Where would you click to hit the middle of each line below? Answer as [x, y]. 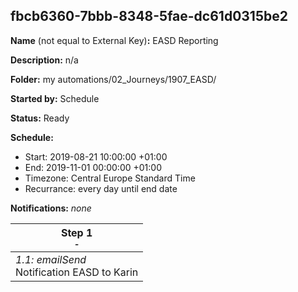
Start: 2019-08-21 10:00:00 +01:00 [96, 156]
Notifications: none [51, 208]
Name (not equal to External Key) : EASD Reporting [114, 40]
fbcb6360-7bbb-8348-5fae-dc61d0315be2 [149, 16]
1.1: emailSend [51, 259]
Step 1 [76, 232]
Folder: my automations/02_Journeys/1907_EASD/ [113, 79]
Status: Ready [40, 118]
